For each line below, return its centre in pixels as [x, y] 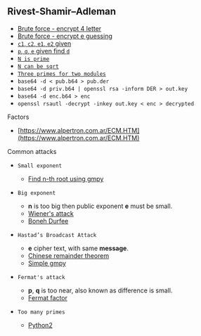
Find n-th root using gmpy [66, 179]
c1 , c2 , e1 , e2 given [44, 43]
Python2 [40, 325]
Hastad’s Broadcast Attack [57, 235]
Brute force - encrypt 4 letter [59, 28]
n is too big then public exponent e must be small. [100, 206]
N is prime [33, 59]
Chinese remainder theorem [69, 255]
